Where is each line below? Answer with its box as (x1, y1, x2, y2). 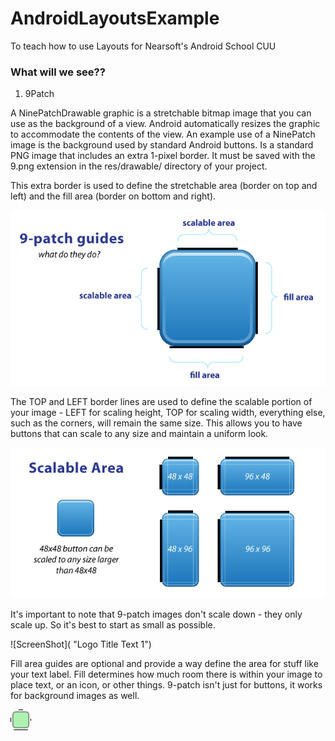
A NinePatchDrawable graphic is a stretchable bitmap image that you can (10, 107, 312, 119)
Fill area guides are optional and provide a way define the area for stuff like (10, 657, 319, 669)
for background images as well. (10, 689, 140, 701)
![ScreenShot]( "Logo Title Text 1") (10, 638, 152, 650)
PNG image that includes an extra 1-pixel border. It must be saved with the (10, 150, 316, 162)
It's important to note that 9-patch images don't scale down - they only (10, 608, 303, 620)
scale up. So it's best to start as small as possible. (10, 618, 216, 631)
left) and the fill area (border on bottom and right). (10, 190, 217, 202)
